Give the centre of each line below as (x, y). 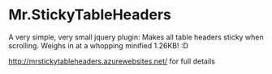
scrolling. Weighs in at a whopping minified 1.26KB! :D (99, 45)
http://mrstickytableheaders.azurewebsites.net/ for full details (112, 61)
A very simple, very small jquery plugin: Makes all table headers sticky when (136, 37)
